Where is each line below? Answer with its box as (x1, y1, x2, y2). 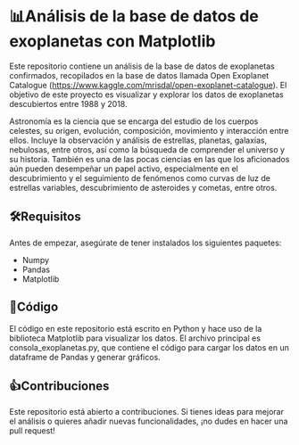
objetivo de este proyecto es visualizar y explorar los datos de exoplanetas (9, 89, 284, 100)
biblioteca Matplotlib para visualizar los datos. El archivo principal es (9, 333, 262, 343)
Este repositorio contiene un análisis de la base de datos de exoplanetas (9, 61, 275, 71)
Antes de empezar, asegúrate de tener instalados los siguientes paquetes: (9, 237, 282, 248)
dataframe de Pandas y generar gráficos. (9, 351, 161, 362)
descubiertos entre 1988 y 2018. (9, 98, 128, 109)
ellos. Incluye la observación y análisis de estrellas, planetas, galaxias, (9, 135, 268, 145)
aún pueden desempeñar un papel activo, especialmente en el (9, 163, 238, 174)
